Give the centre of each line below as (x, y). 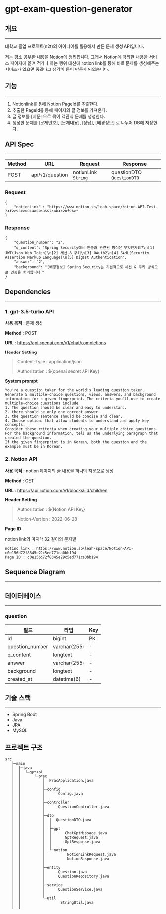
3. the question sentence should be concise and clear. (64, 416)
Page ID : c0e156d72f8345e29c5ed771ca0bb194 (52, 557)
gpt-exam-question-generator (69, 9)
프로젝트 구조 (24, 747)
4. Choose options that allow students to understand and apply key (77, 421)
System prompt (21, 381)
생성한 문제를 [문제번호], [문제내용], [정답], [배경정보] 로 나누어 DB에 (78, 122)
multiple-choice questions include (42, 403)
